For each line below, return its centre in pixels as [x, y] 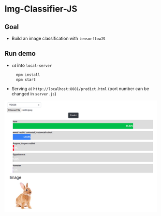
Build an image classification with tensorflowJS [58, 38]
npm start [26, 79]
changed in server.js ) [34, 93]
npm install [28, 75]
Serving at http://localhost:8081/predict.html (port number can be [80, 89]
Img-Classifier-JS [41, 9]
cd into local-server [32, 65]
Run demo [20, 54]
